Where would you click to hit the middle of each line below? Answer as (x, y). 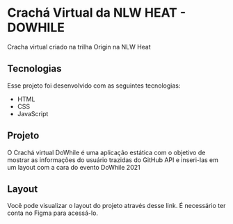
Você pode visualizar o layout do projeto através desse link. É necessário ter (116, 206)
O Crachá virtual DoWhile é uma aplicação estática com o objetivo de (106, 152)
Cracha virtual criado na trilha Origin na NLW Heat (79, 47)
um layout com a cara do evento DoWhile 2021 (74, 167)
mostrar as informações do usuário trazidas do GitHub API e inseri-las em (113, 160)
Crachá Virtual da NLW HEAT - (97, 13)
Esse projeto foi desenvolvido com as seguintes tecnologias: (94, 86)
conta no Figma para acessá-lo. (53, 213)
